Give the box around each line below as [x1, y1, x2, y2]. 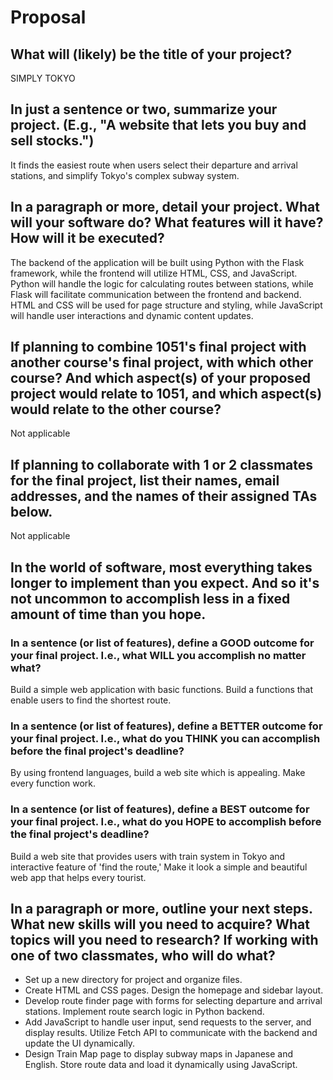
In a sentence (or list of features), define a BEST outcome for [10, 802, 310, 816]
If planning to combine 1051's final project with [10, 339, 307, 356]
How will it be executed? [10, 230, 165, 247]
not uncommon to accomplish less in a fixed [10, 590, 291, 607]
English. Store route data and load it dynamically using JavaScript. [24, 1059, 298, 1071]
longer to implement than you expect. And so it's [10, 574, 320, 591]
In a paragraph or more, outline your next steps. [10, 900, 313, 917]
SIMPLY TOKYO [10, 72, 76, 84]
